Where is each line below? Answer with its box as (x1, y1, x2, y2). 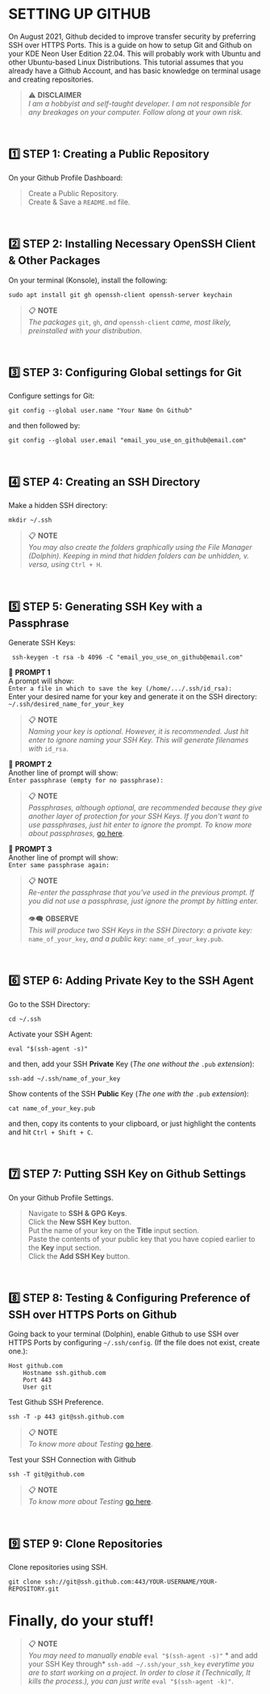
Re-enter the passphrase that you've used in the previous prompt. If (27, 887, 255, 897)
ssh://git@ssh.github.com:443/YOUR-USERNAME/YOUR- (44, 1578, 218, 1587)
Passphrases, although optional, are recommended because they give (27, 803, 263, 812)
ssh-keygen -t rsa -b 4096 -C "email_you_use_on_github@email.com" (11, 653, 243, 661)
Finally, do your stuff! (8, 1612, 155, 1630)
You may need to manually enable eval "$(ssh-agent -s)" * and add (27, 1650, 258, 1660)
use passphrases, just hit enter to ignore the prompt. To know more (27, 820, 252, 829)
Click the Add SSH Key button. (27, 1251, 131, 1260)
